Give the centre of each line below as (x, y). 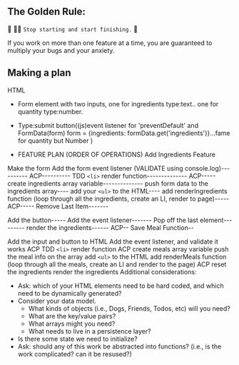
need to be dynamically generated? (70, 293)
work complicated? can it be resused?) (75, 354)
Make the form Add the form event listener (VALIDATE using (95, 168)
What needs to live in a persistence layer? (90, 331)
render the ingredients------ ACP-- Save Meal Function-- (110, 227)
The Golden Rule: (46, 12)
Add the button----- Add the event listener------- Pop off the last (103, 220)
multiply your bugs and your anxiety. (61, 50)
